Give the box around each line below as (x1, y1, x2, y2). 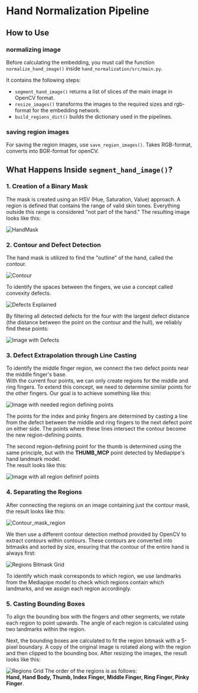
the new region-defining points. (6, 431, 83, 438)
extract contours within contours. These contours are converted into (6, 536, 173, 544)
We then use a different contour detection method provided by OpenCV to (6, 531, 187, 538)
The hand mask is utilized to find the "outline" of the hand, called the (6, 254, 173, 261)
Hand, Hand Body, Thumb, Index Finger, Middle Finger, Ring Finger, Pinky (6, 674, 190, 681)
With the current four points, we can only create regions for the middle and (6, 377, 189, 385)
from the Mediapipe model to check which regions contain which (6, 578, 164, 585)
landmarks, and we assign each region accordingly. (6, 585, 132, 592)
